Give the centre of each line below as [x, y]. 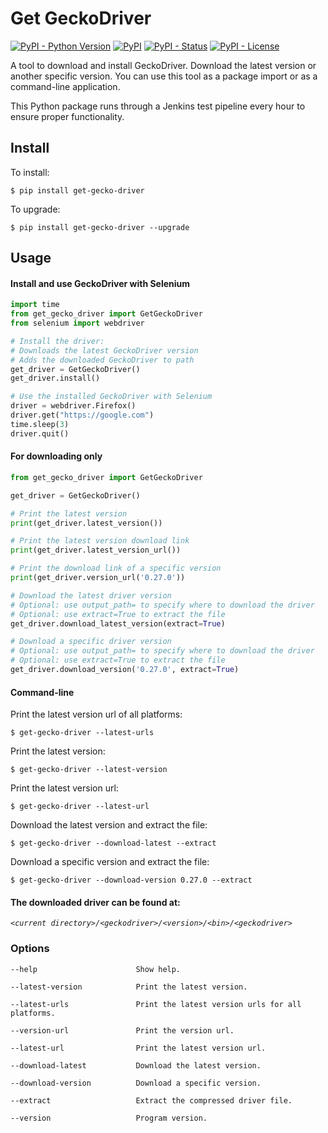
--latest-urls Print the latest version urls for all [156, 1004]
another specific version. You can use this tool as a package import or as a [164, 76]
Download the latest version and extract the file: [109, 825]
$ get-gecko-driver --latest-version [89, 770]
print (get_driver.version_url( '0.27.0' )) [98, 578]
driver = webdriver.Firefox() [73, 406]
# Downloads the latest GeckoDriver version [104, 350]
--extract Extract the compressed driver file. [151, 1100]
